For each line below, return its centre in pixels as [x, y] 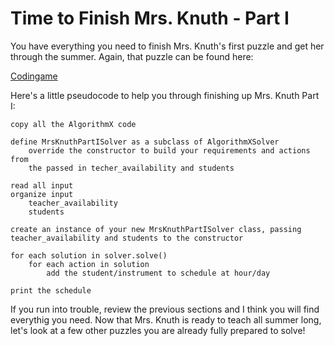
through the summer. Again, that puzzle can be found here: [132, 56]
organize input [42, 194]
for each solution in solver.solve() [89, 255]
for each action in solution [89, 264]
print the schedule [51, 290]
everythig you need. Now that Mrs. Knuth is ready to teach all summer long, [166, 319]
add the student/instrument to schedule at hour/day [158, 273]
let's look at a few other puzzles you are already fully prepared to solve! [158, 330]
